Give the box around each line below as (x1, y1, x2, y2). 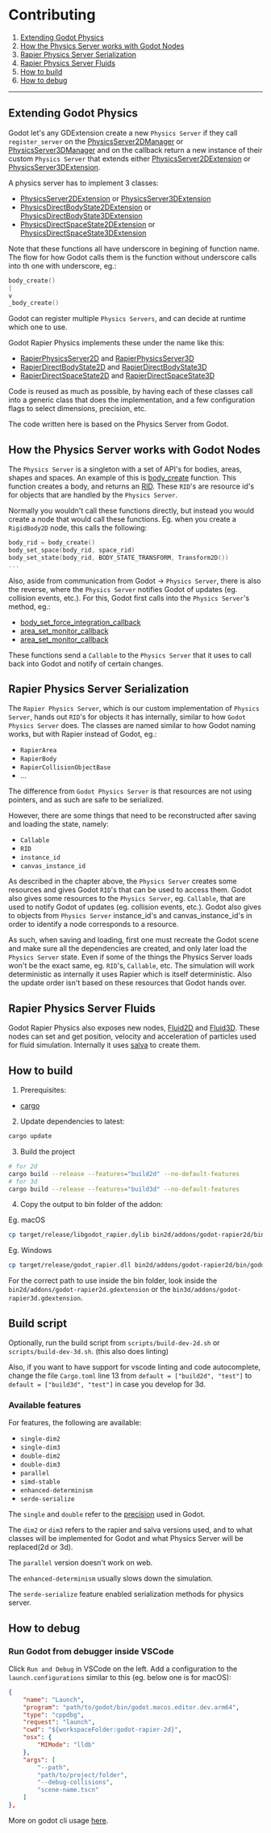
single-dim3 (19, 1444, 60, 1452)
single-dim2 (19, 1435, 60, 1443)
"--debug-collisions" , (37, 1778, 114, 1787)
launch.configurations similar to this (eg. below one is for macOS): (8, 1672, 231, 1682)
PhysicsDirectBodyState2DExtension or (19, 202, 152, 212)
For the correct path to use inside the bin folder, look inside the (8, 1276, 218, 1285)
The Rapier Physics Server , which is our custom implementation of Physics (8, 704, 260, 713)
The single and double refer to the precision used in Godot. (8, 1509, 206, 1519)
